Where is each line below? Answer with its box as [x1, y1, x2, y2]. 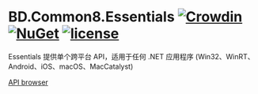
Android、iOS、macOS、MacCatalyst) [8, 62, 134, 71]
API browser [8, 77, 49, 87]
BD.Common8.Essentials [8, 8, 176, 26]
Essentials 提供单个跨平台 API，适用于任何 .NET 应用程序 [8, 51, 194, 61]
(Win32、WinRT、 [195, 51, 255, 61]
